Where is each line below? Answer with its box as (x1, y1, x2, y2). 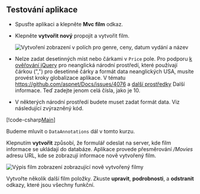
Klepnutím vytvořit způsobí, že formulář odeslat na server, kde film (6, 139, 171, 146)
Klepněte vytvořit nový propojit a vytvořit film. (14, 32, 130, 39)
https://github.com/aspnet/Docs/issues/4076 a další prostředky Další (14, 80, 185, 87)
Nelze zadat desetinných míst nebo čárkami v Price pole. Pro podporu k (14, 55, 193, 62)
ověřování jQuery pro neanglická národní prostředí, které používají (14, 61, 178, 68)
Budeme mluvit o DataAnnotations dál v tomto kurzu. (6, 127, 136, 134)
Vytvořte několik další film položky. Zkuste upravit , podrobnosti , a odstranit (6, 175, 194, 182)
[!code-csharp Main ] (6, 116, 56, 123)
